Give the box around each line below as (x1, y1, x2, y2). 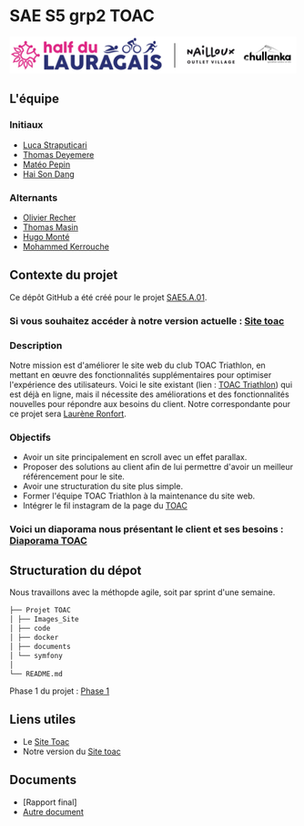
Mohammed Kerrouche (22, 241, 109, 252)
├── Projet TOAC (9, 605, 71, 614)
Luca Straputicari (22, 139, 88, 151)
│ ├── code (9, 623, 51, 633)
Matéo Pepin (22, 159, 71, 170)
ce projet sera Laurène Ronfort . (9, 408, 127, 419)
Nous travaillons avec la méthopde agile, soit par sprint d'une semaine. (9, 586, 276, 598)
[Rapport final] (22, 796, 77, 808)
